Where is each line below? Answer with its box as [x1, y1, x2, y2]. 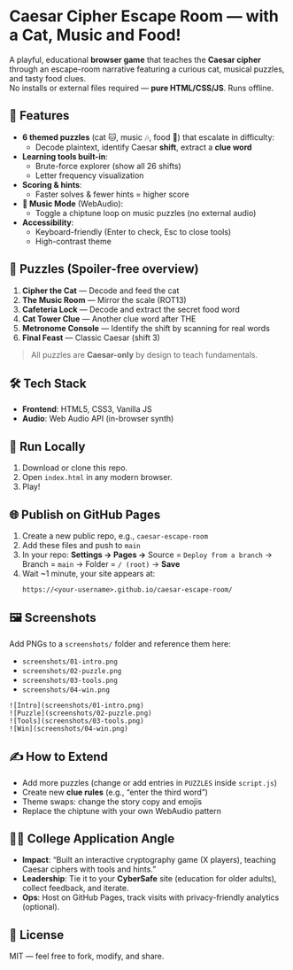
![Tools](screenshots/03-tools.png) [9, 716, 144, 726]
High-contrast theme [35, 236, 112, 246]
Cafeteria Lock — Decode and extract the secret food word [21, 304, 241, 314]
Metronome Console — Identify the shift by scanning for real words [21, 322, 270, 333]
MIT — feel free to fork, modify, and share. [9, 951, 165, 962]
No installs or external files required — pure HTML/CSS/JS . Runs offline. [9, 82, 274, 93]
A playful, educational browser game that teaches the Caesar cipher [9, 54, 261, 65]
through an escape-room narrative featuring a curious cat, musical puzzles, [9, 64, 285, 74]
